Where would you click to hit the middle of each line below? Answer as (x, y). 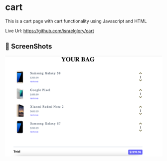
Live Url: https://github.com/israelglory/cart (50, 30)
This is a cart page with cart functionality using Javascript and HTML (76, 21)
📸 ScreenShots (29, 46)
